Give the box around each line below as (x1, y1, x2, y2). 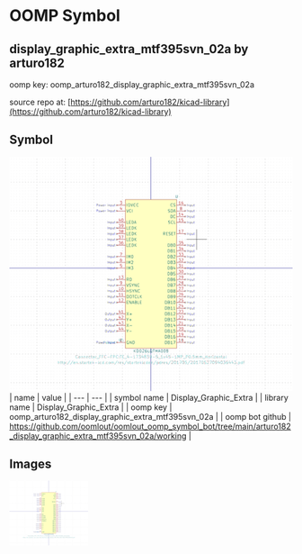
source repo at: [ (9, 96, 71, 107)
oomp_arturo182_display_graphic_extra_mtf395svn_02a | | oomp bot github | (9, 411, 292, 422)
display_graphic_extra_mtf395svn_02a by (9, 41, 249, 57)
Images (9, 457, 52, 471)
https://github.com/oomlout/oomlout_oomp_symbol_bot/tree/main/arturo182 (9, 421, 291, 431)
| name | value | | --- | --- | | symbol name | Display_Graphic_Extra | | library (9, 392, 289, 403)
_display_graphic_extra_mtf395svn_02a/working (9, 430, 187, 441)
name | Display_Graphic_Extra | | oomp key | (9, 402, 173, 413)
